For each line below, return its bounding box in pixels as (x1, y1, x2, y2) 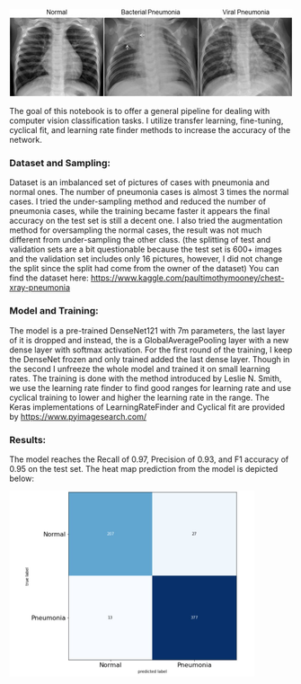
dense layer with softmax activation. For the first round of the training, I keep (9, 344, 293, 355)
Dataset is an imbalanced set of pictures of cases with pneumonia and (9, 177, 270, 188)
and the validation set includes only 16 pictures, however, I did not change (9, 253, 283, 264)
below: (9, 473, 34, 484)
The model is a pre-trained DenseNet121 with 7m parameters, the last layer (9, 324, 286, 336)
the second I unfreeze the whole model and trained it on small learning (9, 363, 271, 374)
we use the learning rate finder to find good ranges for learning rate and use (9, 382, 292, 393)
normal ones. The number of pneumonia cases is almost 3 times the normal (9, 187, 289, 198)
